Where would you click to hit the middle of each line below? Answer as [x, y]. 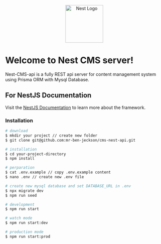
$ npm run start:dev [27, 223]
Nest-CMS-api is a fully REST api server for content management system [81, 74]
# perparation [20, 168]
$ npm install [20, 159]
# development [20, 204]
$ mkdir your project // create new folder [51, 136]
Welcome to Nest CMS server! [69, 60]
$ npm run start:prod [28, 236]
